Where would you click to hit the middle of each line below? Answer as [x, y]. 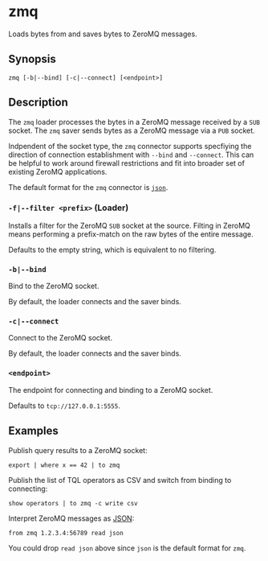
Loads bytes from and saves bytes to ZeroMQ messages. [103, 34]
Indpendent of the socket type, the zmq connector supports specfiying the [130, 146]
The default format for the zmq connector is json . [88, 187]
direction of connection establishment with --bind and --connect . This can [131, 155]
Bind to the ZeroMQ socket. [54, 286]
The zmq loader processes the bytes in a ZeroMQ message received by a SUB [134, 122]
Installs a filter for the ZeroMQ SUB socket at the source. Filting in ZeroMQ [130, 225]
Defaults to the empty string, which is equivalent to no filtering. [112, 250]
